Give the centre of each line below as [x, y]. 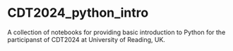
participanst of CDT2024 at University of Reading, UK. [86, 39]
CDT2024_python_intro [78, 13]
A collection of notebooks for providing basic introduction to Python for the [116, 32]
